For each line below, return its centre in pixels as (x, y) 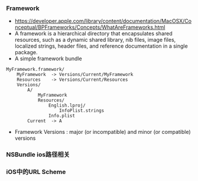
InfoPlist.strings (82, 111)
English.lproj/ (67, 106)
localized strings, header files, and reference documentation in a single (101, 46)
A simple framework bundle (48, 59)
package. (26, 52)
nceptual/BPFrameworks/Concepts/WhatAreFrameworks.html (90, 27)
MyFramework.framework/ (35, 70)
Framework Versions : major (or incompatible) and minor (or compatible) (103, 132)
